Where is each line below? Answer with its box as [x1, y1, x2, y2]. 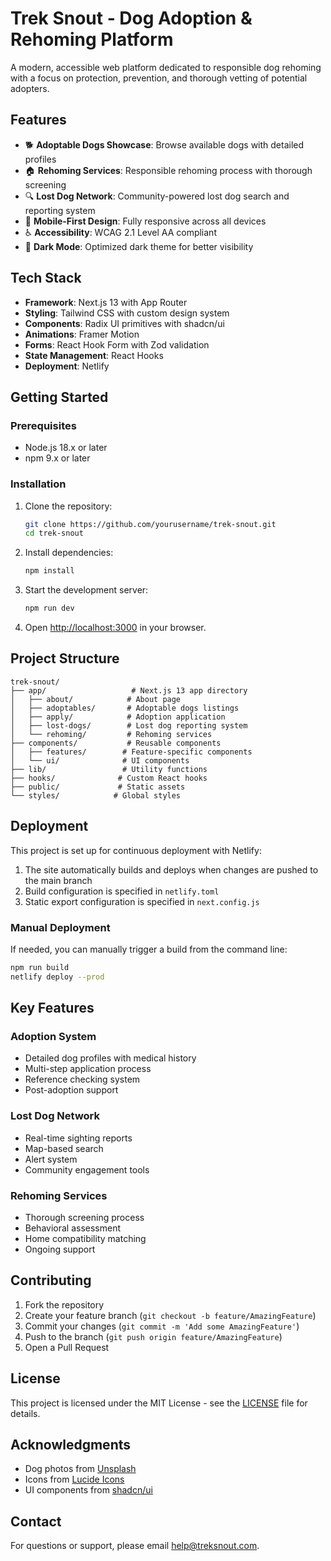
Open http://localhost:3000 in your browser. [24, 622, 207, 634]
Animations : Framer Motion [24, 328, 140, 340]
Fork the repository [24, 1298, 105, 1311]
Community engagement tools [24, 1163, 150, 1176]
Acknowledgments [10, 1437, 132, 1454]
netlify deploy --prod [10, 972, 105, 982]
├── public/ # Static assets [10, 782, 186, 792]
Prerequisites [10, 418, 77, 432]
